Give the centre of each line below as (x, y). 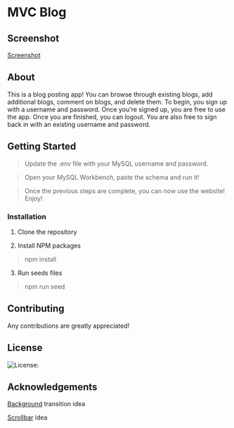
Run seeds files (40, 273)
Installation (27, 216)
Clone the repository (47, 232)
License (25, 348)
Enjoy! (33, 198)
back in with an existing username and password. (79, 124)
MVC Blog (37, 12)
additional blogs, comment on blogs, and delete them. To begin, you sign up (117, 102)
